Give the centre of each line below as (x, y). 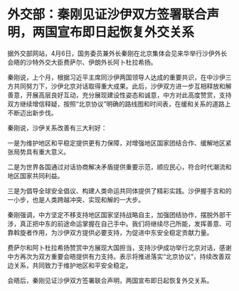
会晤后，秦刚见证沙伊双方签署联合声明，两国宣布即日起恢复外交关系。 (110, 280)
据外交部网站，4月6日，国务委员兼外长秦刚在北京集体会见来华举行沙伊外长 (117, 53)
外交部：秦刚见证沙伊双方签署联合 (107, 15)
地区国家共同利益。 (36, 175)
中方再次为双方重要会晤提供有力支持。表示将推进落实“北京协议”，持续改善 (116, 256)
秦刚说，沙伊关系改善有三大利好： (57, 128)
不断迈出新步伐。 (32, 112)
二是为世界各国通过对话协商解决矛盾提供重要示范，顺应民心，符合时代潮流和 (119, 167)
